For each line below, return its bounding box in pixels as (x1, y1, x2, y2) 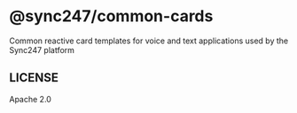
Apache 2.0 (9, 94, 51, 104)
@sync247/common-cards (9, 6, 214, 26)
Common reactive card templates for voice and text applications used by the (9, 35, 289, 46)
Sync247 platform (9, 44, 75, 55)
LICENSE (9, 71, 59, 86)
